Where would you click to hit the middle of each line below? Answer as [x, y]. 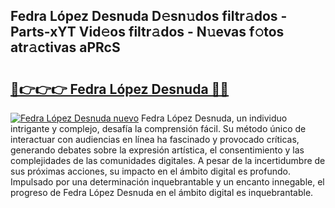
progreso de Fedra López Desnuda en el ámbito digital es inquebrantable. [162, 192]
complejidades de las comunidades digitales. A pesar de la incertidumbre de [168, 160]
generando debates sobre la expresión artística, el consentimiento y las [157, 150]
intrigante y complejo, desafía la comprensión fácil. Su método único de [158, 128]
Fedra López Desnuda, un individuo [214, 118]
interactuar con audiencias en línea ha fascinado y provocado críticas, [155, 139]
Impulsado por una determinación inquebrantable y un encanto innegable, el [167, 182]
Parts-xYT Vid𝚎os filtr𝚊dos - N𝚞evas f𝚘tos [147, 32]
